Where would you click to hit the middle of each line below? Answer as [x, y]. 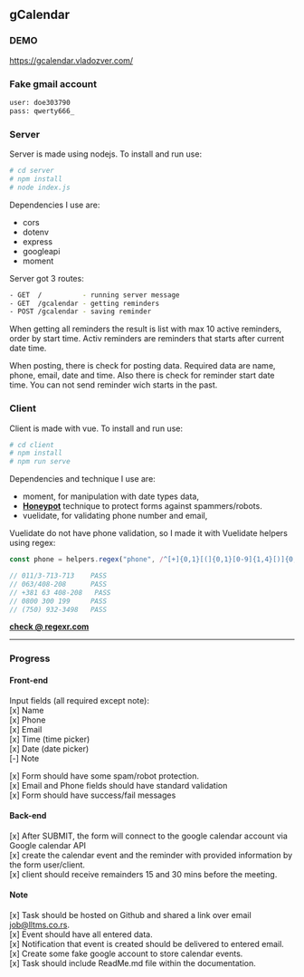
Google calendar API [48, 845]
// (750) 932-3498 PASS [58, 609]
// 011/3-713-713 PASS [58, 576]
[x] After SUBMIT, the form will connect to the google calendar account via [148, 836]
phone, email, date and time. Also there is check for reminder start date [142, 376]
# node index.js [40, 187]
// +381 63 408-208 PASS [60, 592]
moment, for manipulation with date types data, [110, 496]
